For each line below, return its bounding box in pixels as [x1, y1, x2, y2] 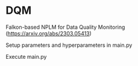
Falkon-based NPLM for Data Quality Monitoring [5, 23, 125, 31]
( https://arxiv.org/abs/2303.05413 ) [5, 29, 92, 37]
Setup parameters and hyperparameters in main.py [5, 41, 133, 49]
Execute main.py [5, 53, 47, 60]
